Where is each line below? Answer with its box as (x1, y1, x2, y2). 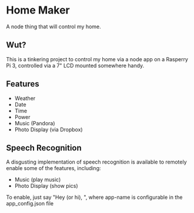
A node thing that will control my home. (6, 23, 101, 30)
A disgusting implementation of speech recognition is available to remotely (6, 158, 187, 165)
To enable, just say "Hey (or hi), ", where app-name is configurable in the (6, 194, 183, 201)
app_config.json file (6, 200, 54, 207)
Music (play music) (14, 176, 61, 183)
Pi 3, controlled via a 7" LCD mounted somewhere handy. (6, 62, 145, 69)
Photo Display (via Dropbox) (14, 126, 83, 133)
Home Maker (6, 4, 70, 17)
